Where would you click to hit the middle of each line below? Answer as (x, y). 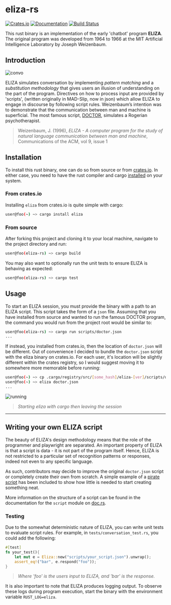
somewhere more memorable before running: (53, 368)
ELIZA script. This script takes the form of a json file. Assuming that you (81, 311)
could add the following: (31, 538)
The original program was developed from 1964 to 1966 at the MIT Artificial (84, 39)
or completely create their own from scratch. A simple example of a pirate (82, 477)
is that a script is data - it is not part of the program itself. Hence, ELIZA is (82, 450)
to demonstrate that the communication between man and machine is (78, 110)
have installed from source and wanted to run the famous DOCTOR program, (85, 317)
